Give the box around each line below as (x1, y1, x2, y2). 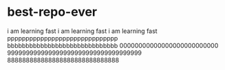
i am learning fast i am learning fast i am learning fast (7, 27, 158, 35)
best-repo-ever (7, 4, 98, 20)
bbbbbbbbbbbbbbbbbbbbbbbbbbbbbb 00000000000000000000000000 (7, 41, 219, 49)
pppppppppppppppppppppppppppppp (7, 34, 118, 42)
